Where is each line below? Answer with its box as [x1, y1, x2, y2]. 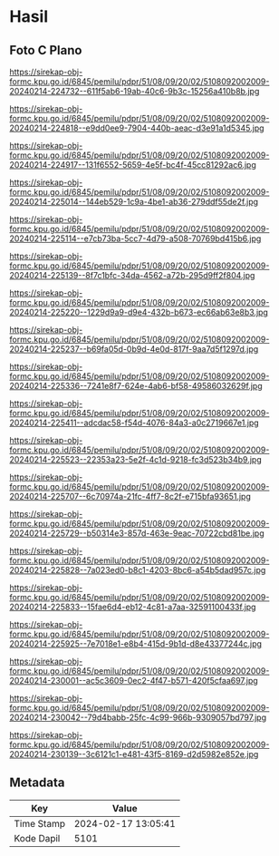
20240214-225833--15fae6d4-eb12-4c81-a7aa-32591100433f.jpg [9, 601, 256, 612]
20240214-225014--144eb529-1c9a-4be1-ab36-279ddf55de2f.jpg [9, 197, 259, 207]
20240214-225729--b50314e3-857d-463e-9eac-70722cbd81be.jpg [9, 528, 265, 539]
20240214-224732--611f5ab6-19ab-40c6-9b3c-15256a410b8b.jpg [9, 86, 260, 96]
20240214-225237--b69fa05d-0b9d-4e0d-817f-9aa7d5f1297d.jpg [9, 344, 259, 355]
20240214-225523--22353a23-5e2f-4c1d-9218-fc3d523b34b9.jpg [9, 454, 262, 464]
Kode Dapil [14, 832, 61, 844]
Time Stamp [14, 817, 66, 830]
